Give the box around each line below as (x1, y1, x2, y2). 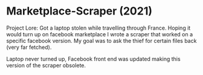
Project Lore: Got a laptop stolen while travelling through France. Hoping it (6, 24, 191, 31)
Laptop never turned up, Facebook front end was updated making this (6, 55, 181, 62)
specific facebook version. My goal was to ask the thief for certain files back (6, 37, 197, 44)
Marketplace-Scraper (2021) (6, 4, 153, 18)
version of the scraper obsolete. (6, 62, 86, 69)
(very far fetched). (6, 44, 52, 51)
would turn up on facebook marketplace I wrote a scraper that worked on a (6, 30, 193, 37)
